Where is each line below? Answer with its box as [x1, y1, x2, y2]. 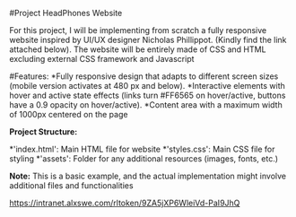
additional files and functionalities [9, 180, 134, 191]
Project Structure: [9, 126, 78, 137]
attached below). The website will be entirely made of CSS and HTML [9, 44, 266, 55]
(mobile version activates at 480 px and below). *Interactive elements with [9, 81, 285, 91]
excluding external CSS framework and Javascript [9, 54, 195, 64]
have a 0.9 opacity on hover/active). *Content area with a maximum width [9, 100, 283, 110]
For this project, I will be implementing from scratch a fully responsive [9, 25, 267, 35]
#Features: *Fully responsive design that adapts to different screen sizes [9, 71, 279, 82]
